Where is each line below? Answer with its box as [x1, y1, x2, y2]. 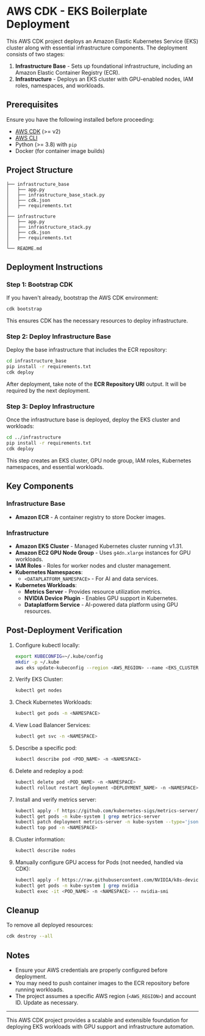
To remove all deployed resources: [6, 922, 93, 929]
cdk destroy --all [6, 933, 53, 939]
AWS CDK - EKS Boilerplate [6, 4, 148, 18]
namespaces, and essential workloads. [6, 463, 104, 470]
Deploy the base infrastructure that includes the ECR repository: [6, 346, 168, 353]
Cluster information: [15, 836, 66, 843]
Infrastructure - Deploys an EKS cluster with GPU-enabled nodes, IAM [15, 75, 193, 83]
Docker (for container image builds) [15, 147, 105, 154]
